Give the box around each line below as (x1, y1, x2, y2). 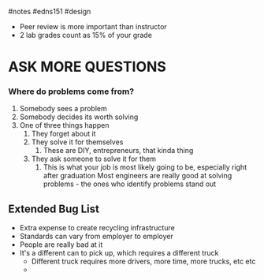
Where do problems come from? (8, 86, 135, 97)
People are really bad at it (19, 240, 103, 249)
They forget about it (31, 129, 96, 139)
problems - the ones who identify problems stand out (43, 179, 217, 189)
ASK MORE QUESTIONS (8, 58, 167, 76)
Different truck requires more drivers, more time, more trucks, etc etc (31, 256, 256, 267)
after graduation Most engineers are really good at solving (43, 171, 232, 181)
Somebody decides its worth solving (19, 112, 139, 121)
